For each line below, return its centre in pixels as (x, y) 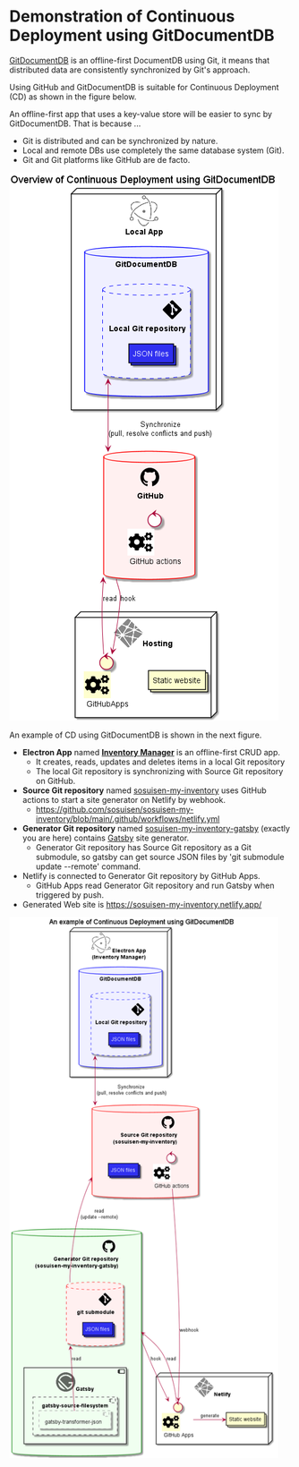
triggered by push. (70, 895)
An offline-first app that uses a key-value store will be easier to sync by (141, 114)
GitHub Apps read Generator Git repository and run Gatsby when (155, 885)
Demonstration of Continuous (122, 17)
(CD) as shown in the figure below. (73, 97)
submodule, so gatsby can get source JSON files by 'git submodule (160, 857)
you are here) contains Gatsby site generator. (106, 838)
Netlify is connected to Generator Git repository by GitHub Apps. (141, 875)
